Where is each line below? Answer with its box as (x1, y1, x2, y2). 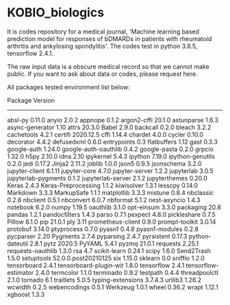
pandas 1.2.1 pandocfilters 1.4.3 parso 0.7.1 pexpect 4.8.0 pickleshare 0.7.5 (7, 210, 216, 218)
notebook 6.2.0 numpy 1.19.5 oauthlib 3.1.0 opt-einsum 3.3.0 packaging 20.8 (7, 203, 221, 211)
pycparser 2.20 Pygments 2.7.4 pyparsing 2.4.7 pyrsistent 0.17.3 (7, 232, 188, 240)
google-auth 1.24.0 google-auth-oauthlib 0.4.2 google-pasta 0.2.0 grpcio (7, 145, 214, 153)
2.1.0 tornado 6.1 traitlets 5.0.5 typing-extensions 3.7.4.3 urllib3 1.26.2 (7, 276, 202, 284)
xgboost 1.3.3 (7, 290, 45, 298)
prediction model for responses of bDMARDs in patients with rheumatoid (7, 34, 212, 42)
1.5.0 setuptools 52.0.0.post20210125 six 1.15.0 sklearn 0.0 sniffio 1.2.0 (7, 254, 205, 262)
